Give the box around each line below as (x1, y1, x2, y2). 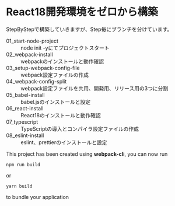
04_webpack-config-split (6, 78, 67, 85)
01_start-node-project (6, 37, 59, 44)
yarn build (6, 183, 33, 189)
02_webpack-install (6, 51, 54, 58)
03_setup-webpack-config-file (6, 64, 80, 71)
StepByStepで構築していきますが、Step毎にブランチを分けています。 (6, 26, 173, 33)
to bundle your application (6, 193, 69, 200)
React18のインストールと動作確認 (20, 111, 101, 118)
